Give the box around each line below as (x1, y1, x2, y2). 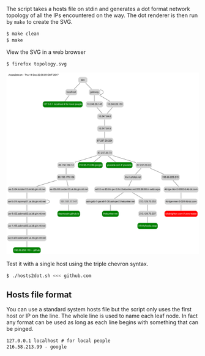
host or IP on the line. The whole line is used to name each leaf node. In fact (6, 312, 198, 320)
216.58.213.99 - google (6, 344, 67, 350)
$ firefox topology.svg (6, 61, 67, 67)
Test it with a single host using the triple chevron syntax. (6, 260, 149, 267)
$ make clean (6, 31, 40, 37)
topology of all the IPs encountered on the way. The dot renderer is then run (6, 12, 198, 19)
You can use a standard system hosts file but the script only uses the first (6, 306, 192, 313)
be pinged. (6, 325, 34, 333)
